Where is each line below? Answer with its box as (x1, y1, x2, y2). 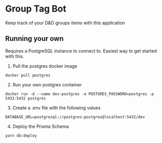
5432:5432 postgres (5, 96, 46, 101)
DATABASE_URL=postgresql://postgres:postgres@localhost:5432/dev (5, 114, 145, 119)
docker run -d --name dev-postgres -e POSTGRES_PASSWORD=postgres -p (5, 91, 154, 97)
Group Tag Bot (5, 3, 66, 15)
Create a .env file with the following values (12, 105, 101, 111)
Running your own (5, 34, 64, 43)
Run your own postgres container (12, 81, 82, 87)
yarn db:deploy (5, 133, 37, 138)
